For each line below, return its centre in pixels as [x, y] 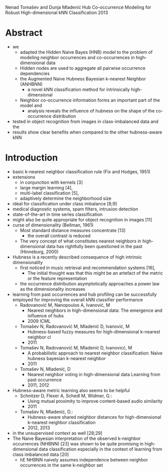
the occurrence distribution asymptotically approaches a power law [90, 284]
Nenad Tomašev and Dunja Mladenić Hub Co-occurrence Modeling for [78, 7]
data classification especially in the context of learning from [101, 449]
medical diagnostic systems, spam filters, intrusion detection [75, 209]
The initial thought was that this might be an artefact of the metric [95, 273]
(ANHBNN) [31, 84]
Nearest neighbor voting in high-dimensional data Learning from [94, 374]
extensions [24, 177]
